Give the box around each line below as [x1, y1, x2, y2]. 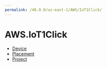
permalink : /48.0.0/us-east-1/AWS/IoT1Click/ [5, 7, 102, 12]
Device [12, 45, 27, 51]
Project [12, 56, 27, 62]
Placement [12, 50, 35, 56]
